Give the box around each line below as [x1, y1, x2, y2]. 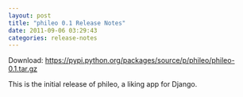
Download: [8, 56, 44, 65]
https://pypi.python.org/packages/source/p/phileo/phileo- [44, 56, 236, 65]
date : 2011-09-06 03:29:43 [8, 26, 98, 34]
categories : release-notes [8, 33, 98, 42]
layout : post [8, 11, 52, 20]
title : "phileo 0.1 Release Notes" [8, 19, 126, 27]
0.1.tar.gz [8, 64, 38, 74]
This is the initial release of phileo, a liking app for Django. [8, 80, 198, 89]
